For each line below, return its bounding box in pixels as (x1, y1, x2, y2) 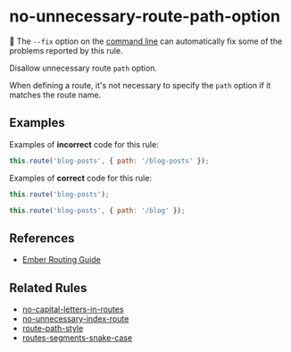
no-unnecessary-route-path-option (9, 6, 281, 27)
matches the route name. (9, 89, 102, 100)
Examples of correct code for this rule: (9, 172, 152, 183)
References (9, 230, 75, 246)
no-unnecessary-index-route (21, 314, 129, 323)
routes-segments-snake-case (21, 332, 133, 343)
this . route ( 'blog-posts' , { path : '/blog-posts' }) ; (9, 156, 210, 165)
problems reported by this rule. (9, 45, 123, 55)
